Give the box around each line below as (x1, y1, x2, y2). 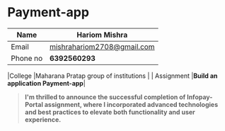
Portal (24, 100, 44, 108)
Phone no (11, 53, 43, 63)
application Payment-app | (7, 79, 86, 87)
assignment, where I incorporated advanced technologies (44, 100, 219, 108)
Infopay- (186, 93, 213, 101)
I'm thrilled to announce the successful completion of (24, 93, 186, 101)
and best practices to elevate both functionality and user (24, 108, 196, 116)
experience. (24, 115, 62, 124)
